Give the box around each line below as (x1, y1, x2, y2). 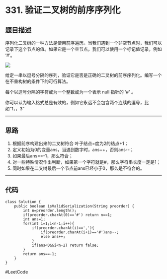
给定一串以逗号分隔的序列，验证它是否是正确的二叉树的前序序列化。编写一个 (5, 72, 162, 78)
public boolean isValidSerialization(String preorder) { (14, 204, 135, 209)
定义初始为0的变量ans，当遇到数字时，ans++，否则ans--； (12, 146, 134, 152)
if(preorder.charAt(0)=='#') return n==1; (23, 212, 112, 217)
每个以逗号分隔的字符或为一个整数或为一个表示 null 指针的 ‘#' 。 (5, 89, 136, 95)
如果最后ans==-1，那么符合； (12, 152, 73, 159)
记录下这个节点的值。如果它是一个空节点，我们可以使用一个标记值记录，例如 (5, 46, 162, 52)
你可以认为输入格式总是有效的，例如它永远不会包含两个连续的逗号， (5, 100, 145, 105)
